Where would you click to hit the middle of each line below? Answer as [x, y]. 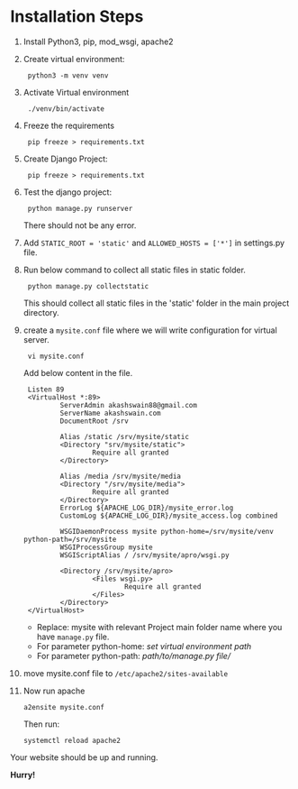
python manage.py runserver [80, 208]
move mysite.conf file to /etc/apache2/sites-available [126, 673]
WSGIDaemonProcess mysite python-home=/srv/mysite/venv [167, 531]
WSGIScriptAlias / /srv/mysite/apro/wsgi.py [144, 555]
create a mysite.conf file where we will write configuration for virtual [150, 330]
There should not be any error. [80, 225]
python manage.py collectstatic [88, 286]
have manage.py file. [73, 637]
